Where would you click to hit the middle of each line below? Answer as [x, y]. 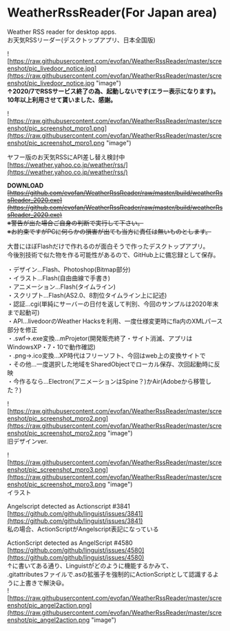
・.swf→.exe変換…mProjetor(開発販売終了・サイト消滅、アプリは [100, 338]
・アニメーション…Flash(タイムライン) [61, 287]
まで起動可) [23, 312]
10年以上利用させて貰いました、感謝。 [62, 100]
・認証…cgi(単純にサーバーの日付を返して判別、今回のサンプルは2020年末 [113, 304]
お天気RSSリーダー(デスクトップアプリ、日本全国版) [82, 40]
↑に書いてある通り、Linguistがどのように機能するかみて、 [90, 566]
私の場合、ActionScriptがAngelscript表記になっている [83, 529]
